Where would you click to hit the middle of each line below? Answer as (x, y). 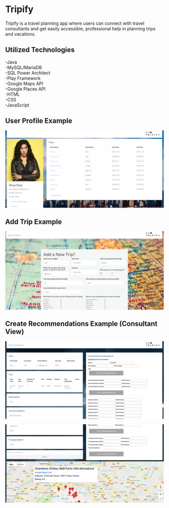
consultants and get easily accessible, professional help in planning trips (80, 28)
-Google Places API (25, 89)
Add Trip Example (33, 222)
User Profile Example (39, 121)
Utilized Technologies (40, 50)
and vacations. (21, 34)
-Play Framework (23, 78)
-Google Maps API (24, 83)
